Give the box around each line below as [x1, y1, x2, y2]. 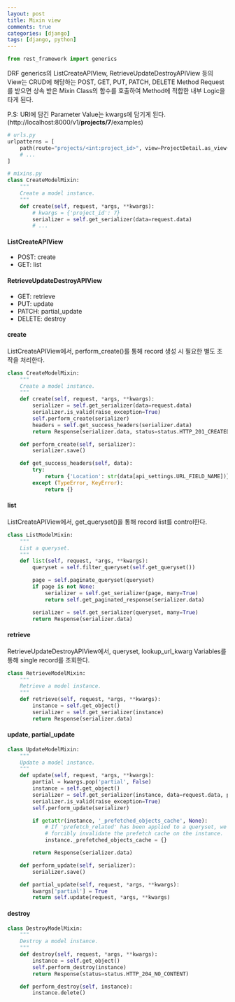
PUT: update [17, 299, 54, 308]
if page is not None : [32, 583, 96, 590]
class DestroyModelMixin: [7, 925, 83, 932]
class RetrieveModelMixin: [7, 669, 86, 676]
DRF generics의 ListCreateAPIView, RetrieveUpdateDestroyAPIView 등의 [7, 69, 213, 77]
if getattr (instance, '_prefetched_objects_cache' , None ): [32, 817, 208, 824]
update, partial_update [7, 730, 76, 739]
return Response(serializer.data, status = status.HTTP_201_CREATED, [32, 428, 233, 435]
